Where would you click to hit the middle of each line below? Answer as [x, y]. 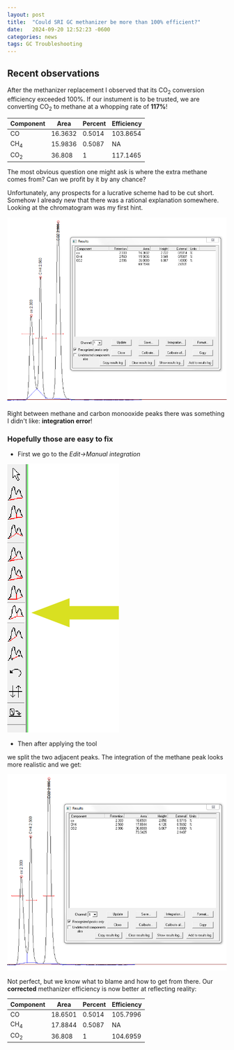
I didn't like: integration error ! [50, 421]
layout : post [26, 15]
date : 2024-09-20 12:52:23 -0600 [59, 29]
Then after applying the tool [57, 743]
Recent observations [53, 73]
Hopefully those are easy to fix [60, 439]
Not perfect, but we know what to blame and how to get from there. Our [110, 982]
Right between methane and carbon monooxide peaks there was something [116, 413]
